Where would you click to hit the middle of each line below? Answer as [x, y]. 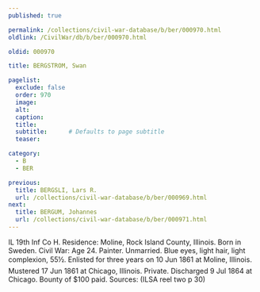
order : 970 [33, 95]
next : [17, 205]
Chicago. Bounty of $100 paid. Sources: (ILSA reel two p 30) [107, 279]
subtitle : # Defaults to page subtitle [90, 132]
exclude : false [40, 88]
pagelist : [25, 80]
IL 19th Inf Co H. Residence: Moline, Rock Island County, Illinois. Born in [125, 242]
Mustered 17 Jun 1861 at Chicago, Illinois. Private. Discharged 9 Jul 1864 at [130, 271]
